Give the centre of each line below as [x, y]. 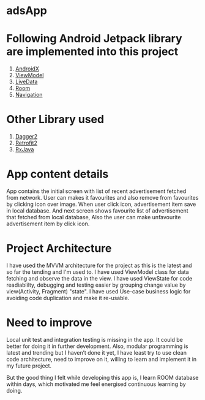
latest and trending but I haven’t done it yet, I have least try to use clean [96, 352]
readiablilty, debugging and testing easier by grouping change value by [96, 285]
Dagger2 [26, 137]
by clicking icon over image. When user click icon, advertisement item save [101, 204]
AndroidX [27, 69]
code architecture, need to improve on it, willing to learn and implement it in [102, 359]
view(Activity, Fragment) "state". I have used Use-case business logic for [99, 291]
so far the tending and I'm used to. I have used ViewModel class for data [98, 272]
